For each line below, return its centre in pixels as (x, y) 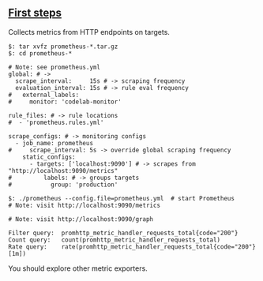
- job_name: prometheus (54, 143)
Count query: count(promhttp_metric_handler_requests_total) (115, 240)
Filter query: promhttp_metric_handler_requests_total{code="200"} (123, 233)
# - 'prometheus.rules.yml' (56, 122)
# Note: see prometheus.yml (54, 67)
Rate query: (28, 247)
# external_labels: (44, 95)
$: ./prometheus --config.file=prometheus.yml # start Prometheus (122, 198)
